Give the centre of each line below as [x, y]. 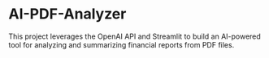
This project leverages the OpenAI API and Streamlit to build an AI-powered [135, 36]
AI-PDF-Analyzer [67, 14]
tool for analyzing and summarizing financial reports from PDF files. [121, 44]
